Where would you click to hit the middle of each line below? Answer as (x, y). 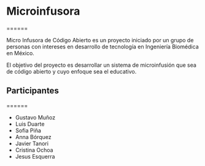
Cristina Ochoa (34, 150)
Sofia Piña (28, 130)
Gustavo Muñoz (35, 117)
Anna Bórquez (33, 137)
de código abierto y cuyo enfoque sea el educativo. (72, 71)
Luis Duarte (30, 124)
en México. (21, 53)
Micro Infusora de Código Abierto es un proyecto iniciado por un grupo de (100, 40)
